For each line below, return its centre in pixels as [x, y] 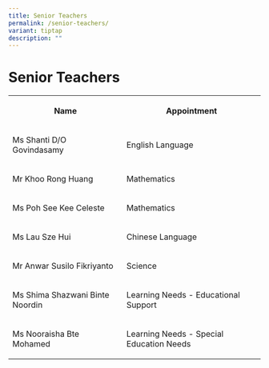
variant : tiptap [35, 30]
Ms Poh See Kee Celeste [59, 208]
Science [142, 266]
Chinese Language [162, 237]
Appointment [191, 111]
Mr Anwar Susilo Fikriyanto [63, 266]
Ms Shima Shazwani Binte [61, 295]
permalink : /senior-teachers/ [59, 23]
